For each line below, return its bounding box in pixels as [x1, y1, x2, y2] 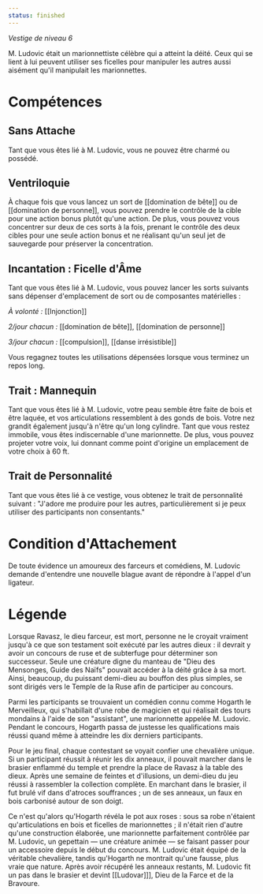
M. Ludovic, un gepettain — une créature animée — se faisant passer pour [8, 836, 250, 846]
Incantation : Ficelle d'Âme [8, 262, 142, 275]
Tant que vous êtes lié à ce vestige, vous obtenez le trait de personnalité [8, 490, 243, 499]
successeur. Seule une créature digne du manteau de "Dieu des [8, 656, 216, 666]
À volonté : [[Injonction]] [8, 307, 87, 316]
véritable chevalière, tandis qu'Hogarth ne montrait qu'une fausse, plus [8, 853, 239, 862]
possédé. [8, 153, 39, 163]
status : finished [8, 11, 65, 20]
